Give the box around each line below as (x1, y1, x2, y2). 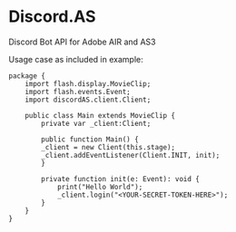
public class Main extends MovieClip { (25, 111, 176, 120)
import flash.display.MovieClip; (25, 79, 152, 88)
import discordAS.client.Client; (25, 95, 152, 104)
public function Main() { (41, 134, 140, 144)
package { (8, 71, 46, 81)
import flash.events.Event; (25, 87, 131, 96)
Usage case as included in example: (8, 53, 143, 64)
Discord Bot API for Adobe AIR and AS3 (8, 36, 156, 47)
